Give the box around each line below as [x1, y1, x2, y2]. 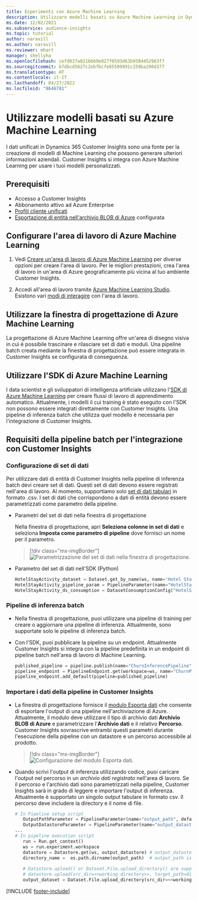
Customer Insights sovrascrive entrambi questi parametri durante [14, 726, 173, 733]
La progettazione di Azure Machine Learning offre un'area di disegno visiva [6, 335, 190, 342]
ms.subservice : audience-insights [6, 25, 91, 31]
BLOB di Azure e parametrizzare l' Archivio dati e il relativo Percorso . [14, 720, 183, 727]
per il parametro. [14, 536, 55, 543]
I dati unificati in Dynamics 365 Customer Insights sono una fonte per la [6, 143, 180, 150]
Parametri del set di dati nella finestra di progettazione [14, 511, 147, 519]
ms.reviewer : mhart [6, 47, 54, 53]
